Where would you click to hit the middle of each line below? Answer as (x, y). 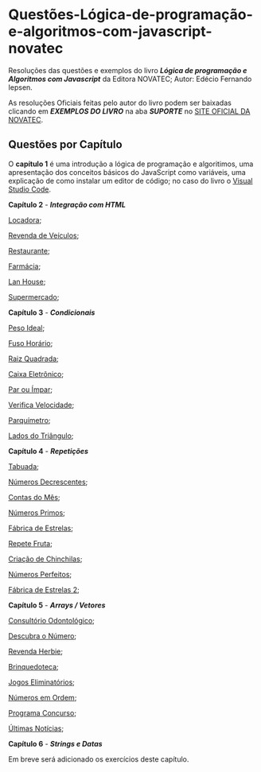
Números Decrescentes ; (48, 482)
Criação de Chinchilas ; (45, 559)
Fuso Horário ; (31, 343)
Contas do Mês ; (35, 497)
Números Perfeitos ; (40, 574)
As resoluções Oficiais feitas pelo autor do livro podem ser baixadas (120, 103)
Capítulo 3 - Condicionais (52, 312)
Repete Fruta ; (31, 543)
